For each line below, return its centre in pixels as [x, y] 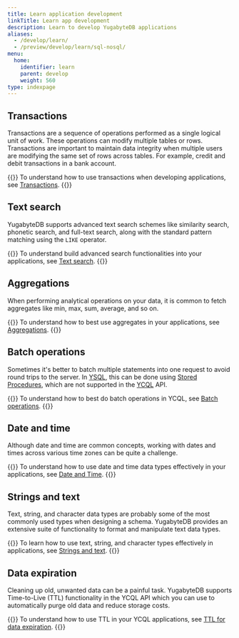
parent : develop [45, 74]
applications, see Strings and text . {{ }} [63, 551]
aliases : [20, 34]
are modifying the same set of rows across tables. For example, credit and [117, 156]
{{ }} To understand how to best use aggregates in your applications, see [113, 322]
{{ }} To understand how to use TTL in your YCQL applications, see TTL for [117, 619]
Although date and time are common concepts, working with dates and [112, 445]
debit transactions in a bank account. [62, 163]
